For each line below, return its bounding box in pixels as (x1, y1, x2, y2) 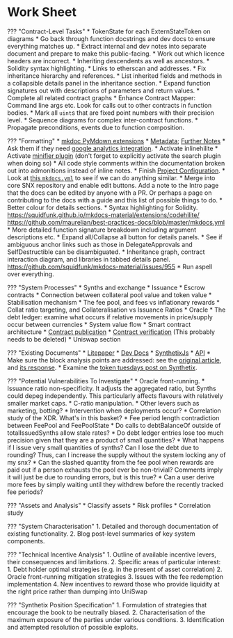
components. (7, 536, 45, 545)
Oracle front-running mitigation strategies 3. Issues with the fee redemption (7, 572, 224, 581)
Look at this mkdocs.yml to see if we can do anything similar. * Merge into (7, 173, 216, 182)
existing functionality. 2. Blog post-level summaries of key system (7, 529, 196, 538)
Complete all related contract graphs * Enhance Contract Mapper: (7, 93, 196, 102)
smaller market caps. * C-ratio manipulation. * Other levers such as (7, 399, 200, 407)
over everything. (7, 269, 54, 278)
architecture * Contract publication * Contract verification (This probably (7, 328, 216, 336)
